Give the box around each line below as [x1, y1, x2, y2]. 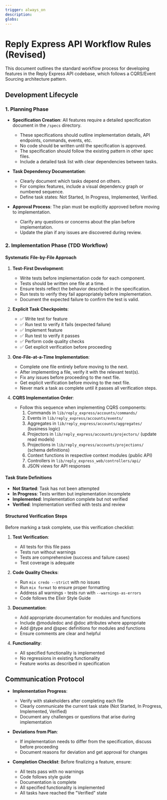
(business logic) [27, 426, 60, 432]
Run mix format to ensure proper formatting [19, 584, 110, 590]
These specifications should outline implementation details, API [19, 132, 151, 138]
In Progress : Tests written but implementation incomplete [12, 491, 131, 497]
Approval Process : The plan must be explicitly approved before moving [12, 204, 160, 209]
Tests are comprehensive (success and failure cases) [19, 554, 130, 560]
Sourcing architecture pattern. [5, 76, 67, 82]
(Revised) [5, 49, 46, 60]
